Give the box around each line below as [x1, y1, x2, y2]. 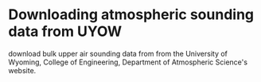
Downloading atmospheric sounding [8, 6, 255, 24]
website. [8, 65, 37, 75]
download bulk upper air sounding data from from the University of [8, 49, 228, 58]
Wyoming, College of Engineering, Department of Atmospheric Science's [8, 57, 248, 67]
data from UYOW [8, 22, 123, 41]
